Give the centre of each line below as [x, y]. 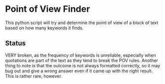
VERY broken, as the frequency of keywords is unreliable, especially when [81, 55]
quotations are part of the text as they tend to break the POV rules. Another [82, 60]
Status [16, 43]
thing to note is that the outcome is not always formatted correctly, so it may [83, 65]
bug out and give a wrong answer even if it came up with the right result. [79, 71]
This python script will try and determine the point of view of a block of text [82, 23]
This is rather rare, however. [34, 76]
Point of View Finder [48, 9]
